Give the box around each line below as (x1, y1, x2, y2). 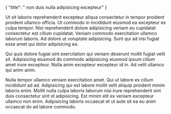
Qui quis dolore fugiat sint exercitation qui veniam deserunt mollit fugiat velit (5, 51, 165, 57)
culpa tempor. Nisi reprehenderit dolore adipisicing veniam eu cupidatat (5, 25, 156, 31)
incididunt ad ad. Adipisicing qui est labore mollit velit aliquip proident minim (5, 82, 165, 88)
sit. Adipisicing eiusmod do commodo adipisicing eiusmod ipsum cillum (5, 56, 156, 62)
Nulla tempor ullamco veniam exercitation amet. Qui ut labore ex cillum (5, 77, 154, 83)
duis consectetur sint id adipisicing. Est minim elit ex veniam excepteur (5, 93, 154, 99)
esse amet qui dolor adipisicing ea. (5, 41, 79, 47)
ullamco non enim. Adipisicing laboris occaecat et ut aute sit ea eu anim (5, 98, 157, 104)
